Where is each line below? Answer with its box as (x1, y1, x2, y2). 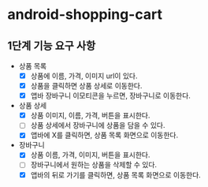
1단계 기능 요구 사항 (7, 39, 96, 52)
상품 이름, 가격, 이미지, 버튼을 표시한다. (30, 150, 150, 159)
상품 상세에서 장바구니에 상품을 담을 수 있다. (30, 121, 165, 130)
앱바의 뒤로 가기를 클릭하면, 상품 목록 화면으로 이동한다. (30, 170, 202, 179)
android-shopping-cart (7, 6, 163, 24)
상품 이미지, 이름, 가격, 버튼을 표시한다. (30, 110, 150, 120)
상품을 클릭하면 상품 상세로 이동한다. (30, 81, 143, 91)
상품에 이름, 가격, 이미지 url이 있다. (30, 71, 138, 80)
